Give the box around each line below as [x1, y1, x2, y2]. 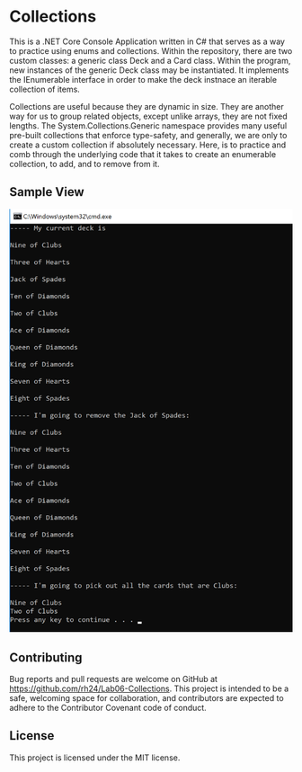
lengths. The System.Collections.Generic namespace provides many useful [9, 120, 288, 131]
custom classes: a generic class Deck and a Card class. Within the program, [9, 55, 291, 66]
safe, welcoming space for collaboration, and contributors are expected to [9, 692, 285, 703]
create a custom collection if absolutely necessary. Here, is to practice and [9, 139, 287, 150]
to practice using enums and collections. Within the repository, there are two [9, 45, 293, 56]
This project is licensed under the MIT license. [9, 752, 181, 763]
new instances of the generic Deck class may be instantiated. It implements [9, 65, 289, 75]
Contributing [9, 650, 83, 665]
